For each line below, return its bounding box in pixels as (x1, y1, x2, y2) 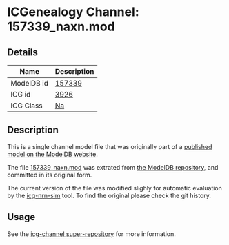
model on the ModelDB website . (7, 150, 99, 158)
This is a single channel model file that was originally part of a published (7, 142, 212, 150)
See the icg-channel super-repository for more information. (7, 229, 176, 238)
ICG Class (10, 101, 43, 110)
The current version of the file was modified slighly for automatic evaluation (7, 184, 223, 192)
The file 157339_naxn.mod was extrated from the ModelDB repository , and (7, 163, 219, 171)
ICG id (10, 90, 31, 99)
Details (7, 46, 38, 58)
